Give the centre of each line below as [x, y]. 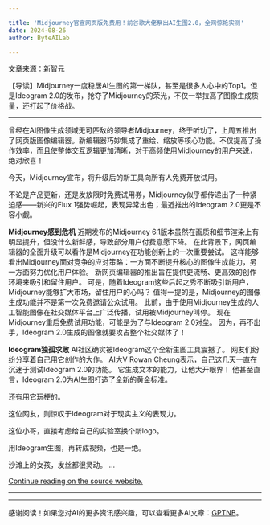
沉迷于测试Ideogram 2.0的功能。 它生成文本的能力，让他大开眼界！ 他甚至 [131, 370]
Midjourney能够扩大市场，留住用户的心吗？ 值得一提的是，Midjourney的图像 [135, 292]
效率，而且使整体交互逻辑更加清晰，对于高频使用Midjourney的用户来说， [136, 150]
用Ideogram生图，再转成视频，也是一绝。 [77, 448]
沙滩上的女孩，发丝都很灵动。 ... [62, 465]
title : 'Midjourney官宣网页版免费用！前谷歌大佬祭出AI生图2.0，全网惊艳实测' [127, 23]
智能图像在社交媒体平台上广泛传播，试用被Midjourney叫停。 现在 [123, 312]
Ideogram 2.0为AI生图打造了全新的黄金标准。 [97, 379]
